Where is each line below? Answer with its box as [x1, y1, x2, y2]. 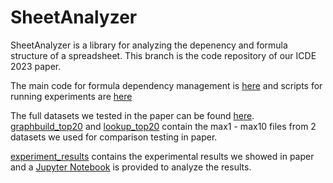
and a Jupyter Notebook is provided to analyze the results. [10, 161, 252, 173]
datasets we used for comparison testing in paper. [10, 131, 218, 143]
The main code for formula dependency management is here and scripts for [10, 79, 323, 91]
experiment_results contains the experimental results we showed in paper [10, 150, 315, 162]
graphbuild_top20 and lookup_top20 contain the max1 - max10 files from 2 [10, 120, 317, 132]
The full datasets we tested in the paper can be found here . [10, 109, 255, 121]
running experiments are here [10, 90, 133, 102]
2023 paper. [10, 60, 62, 72]
